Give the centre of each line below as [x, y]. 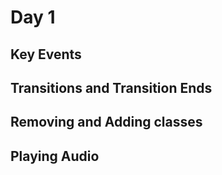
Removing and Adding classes [106, 122]
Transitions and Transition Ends [111, 87]
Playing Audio [55, 156]
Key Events [46, 54]
